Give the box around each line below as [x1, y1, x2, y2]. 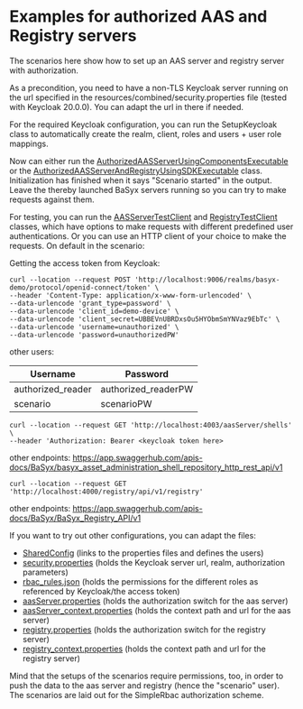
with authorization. [9, 65, 79, 76]
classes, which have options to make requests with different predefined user [9, 221, 294, 232]
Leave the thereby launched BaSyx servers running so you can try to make [9, 184, 287, 195]
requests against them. [9, 194, 95, 205]
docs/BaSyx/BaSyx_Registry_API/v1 [9, 512, 142, 523]
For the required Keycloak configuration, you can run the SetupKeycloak [9, 119, 278, 130]
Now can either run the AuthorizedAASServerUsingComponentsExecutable [9, 155, 289, 166]
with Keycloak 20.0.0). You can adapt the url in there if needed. [9, 101, 244, 112]
